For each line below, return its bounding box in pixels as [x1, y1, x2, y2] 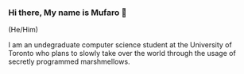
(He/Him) [8, 25, 38, 35]
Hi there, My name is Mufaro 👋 [8, 7, 127, 18]
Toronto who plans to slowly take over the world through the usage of [8, 49, 236, 58]
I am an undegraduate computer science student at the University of [8, 40, 232, 50]
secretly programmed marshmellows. [8, 57, 130, 66]
